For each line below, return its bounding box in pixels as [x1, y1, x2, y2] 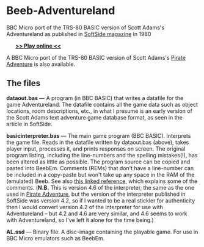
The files [6, 78, 41, 88]
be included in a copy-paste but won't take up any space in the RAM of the [6, 171, 195, 178]
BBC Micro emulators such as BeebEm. [6, 234, 105, 242]
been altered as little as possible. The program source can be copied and [6, 158, 191, 165]
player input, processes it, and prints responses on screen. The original [6, 145, 186, 152]
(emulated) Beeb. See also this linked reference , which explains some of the [6, 177, 198, 185]
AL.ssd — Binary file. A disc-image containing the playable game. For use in [6, 228, 199, 235]
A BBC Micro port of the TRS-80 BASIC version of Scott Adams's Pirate [6, 54, 186, 61]
